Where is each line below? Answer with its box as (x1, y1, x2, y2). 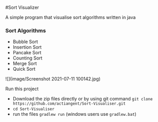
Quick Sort (12, 66, 36, 72)
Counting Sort (12, 55, 43, 61)
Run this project (5, 86, 39, 92)
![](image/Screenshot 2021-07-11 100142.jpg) (5, 76, 101, 82)
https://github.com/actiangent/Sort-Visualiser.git (12, 101, 126, 107)
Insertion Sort (12, 44, 42, 50)
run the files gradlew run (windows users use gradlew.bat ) (12, 111, 137, 117)
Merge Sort (12, 60, 37, 67)
